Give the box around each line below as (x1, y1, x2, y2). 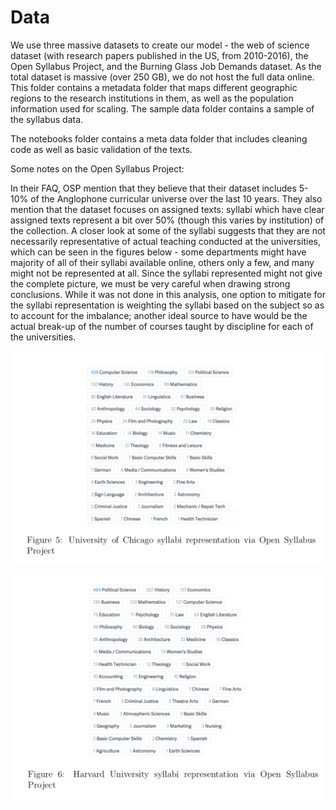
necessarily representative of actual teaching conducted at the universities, (10, 235, 322, 247)
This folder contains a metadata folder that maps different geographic (10, 81, 298, 93)
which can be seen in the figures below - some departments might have (10, 246, 307, 258)
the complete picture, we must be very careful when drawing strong (10, 277, 291, 290)
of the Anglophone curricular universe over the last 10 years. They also (30, 192, 323, 205)
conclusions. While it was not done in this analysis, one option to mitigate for (10, 288, 326, 300)
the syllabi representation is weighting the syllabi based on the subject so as (10, 299, 325, 311)
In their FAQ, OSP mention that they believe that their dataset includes (10, 182, 297, 194)
